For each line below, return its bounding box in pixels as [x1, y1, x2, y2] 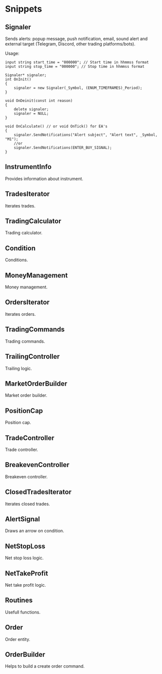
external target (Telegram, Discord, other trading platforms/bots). [5, 41, 136, 47]
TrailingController [5, 352, 60, 361]
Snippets [5, 3, 42, 15]
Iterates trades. [5, 203, 36, 208]
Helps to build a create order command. [5, 663, 85, 669]
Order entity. [5, 636, 31, 642]
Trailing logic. [5, 365, 33, 371]
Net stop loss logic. [5, 555, 44, 561]
